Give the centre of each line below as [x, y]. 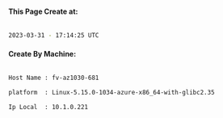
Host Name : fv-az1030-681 [54, 78]
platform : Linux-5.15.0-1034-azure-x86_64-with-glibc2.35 [112, 93]
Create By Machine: [42, 53]
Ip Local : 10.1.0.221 [48, 107]
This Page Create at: [43, 11]
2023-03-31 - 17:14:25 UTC [54, 36]
